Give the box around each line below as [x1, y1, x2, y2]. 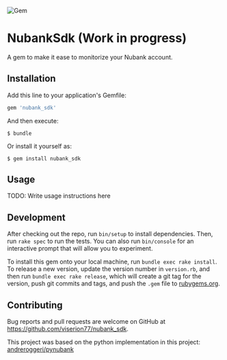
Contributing [7, 299, 63, 311]
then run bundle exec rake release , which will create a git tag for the [7, 272, 202, 281]
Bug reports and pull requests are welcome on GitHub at [7, 318, 166, 326]
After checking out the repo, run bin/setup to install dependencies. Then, [7, 230, 213, 238]
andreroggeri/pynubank [7, 346, 74, 354]
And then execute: [7, 116, 59, 125]
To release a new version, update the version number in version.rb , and [7, 265, 211, 273]
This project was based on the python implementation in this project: [7, 338, 200, 346]
